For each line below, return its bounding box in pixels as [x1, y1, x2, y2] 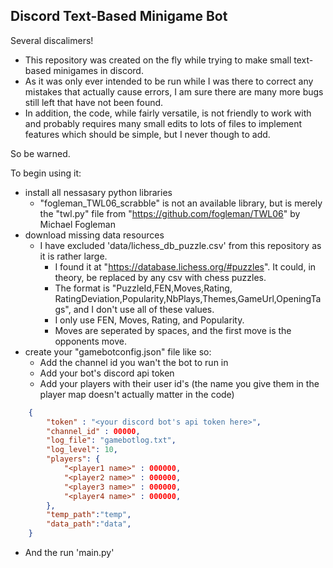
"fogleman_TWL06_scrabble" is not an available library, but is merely [39, 197, 323, 209]
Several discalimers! [10, 34, 94, 46]
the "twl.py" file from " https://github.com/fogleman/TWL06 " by [39, 207, 301, 219]
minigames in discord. [53, 64, 144, 76]
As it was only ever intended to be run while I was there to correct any [24, 75, 314, 87]
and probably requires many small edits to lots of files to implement [24, 117, 303, 129]
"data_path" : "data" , [46, 519, 132, 529]
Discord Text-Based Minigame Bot [10, 8, 228, 25]
